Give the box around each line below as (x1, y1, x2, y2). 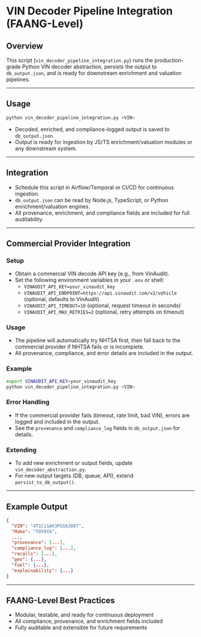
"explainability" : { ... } (11, 567, 74, 573)
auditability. (14, 215, 44, 223)
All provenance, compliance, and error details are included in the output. (14, 350, 193, 357)
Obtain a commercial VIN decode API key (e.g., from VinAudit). (14, 270, 170, 277)
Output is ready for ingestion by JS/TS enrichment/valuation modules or (14, 138, 193, 145)
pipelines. (6, 76, 31, 83)
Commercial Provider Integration (6, 238, 130, 248)
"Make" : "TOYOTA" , (11, 528, 58, 534)
